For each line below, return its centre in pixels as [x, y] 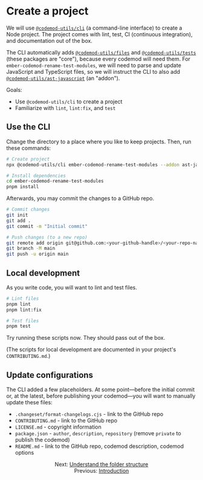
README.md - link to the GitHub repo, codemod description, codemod [99, 446]
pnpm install [23, 187]
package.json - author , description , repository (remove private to [98, 433]
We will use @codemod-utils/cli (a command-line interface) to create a [94, 28]
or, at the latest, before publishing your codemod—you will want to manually [101, 396]
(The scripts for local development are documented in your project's [91, 349]
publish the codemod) [43, 440]
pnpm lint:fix [24, 310]
